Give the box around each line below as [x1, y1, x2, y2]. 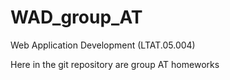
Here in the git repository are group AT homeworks [10, 58, 220, 70]
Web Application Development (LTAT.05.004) [10, 39, 196, 51]
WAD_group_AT [10, 6, 143, 29]
